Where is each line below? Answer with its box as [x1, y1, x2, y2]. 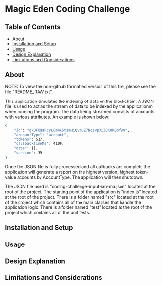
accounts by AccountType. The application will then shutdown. [17, 174, 143, 180]
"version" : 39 [14, 150, 42, 156]
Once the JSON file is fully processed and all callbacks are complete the [5, 163, 150, 169]
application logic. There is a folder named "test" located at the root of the [5, 204, 152, 210]
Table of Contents [5, 23, 61, 31]
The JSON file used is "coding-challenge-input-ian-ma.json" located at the [5, 183, 156, 189]
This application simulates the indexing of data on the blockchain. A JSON [5, 98, 154, 104]
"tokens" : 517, [14, 137, 45, 142]
